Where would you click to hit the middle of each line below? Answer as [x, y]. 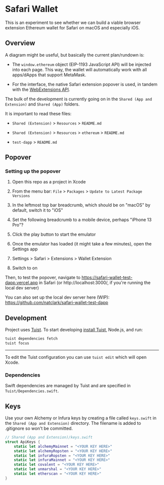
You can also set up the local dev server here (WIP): [57, 297]
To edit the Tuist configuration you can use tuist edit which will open [76, 357]
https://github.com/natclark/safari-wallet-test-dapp [57, 303]
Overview [20, 43]
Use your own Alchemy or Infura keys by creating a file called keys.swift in [81, 418]
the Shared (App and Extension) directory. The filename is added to [73, 423]
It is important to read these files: [38, 113]
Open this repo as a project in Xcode [49, 182]
